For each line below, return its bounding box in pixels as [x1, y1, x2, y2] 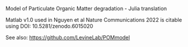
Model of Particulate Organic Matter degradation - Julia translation [5, 5, 167, 12]
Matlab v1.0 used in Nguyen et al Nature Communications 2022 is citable [5, 16, 182, 23]
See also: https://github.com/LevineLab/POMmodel [5, 34, 130, 41]
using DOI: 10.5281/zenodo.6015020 [5, 23, 94, 29]
